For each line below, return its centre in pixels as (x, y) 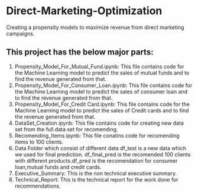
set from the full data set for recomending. (66, 129)
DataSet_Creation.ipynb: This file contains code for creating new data (99, 123)
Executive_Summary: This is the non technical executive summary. (96, 173)
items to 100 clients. (39, 142)
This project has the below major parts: (80, 52)
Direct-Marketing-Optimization (84, 11)
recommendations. (38, 186)
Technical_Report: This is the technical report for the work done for (96, 179)
